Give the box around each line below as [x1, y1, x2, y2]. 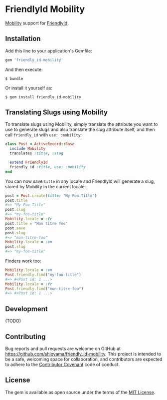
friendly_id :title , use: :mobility [9, 164, 86, 169]
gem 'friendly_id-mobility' [5, 57, 64, 62]
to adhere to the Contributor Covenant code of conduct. [5, 361, 120, 368]
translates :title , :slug [9, 151, 64, 156]
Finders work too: [5, 258, 41, 264]
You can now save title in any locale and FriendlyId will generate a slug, [5, 178, 156, 184]
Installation [5, 34, 41, 43]
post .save [5, 226, 26, 231]
